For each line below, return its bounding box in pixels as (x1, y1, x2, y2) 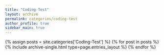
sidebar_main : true (5, 26, 45, 30)
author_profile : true (5, 21, 49, 26)
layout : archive (5, 12, 38, 17)
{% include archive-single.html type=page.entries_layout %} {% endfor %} (5, 44, 156, 50)
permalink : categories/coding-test (5, 16, 78, 21)
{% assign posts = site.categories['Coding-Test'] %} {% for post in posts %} (5, 39, 159, 45)
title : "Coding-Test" (5, 7, 49, 12)
